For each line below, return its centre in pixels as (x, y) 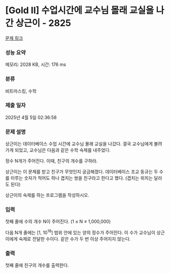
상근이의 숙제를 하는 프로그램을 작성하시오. (47, 195)
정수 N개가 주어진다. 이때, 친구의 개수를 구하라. (52, 161)
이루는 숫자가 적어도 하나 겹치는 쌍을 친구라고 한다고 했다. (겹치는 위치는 (82, 178)
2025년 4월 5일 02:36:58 (31, 117)
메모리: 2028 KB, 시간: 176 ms (36, 64)
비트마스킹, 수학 (21, 91)
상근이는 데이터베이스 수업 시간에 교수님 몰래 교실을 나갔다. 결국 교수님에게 (79, 144)
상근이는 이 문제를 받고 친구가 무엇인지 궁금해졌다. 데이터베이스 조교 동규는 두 (82, 172)
